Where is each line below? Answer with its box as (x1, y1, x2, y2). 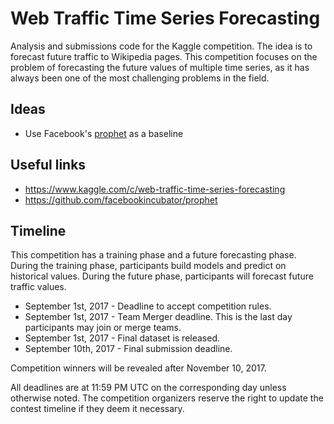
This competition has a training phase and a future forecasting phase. (10, 249, 297, 261)
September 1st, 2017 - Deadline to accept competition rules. (24, 300, 272, 312)
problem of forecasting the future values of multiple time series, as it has (10, 61, 310, 73)
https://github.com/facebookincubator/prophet (24, 193, 218, 206)
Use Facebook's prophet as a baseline (24, 127, 184, 139)
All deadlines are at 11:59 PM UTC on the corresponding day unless (10, 382, 287, 394)
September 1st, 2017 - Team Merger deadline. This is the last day (24, 311, 293, 323)
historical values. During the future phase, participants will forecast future (10, 270, 314, 282)
